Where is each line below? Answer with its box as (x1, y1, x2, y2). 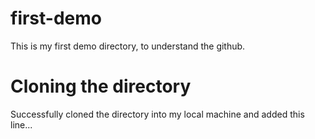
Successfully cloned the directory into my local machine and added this (10, 108, 305, 120)
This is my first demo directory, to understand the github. (10, 40, 246, 52)
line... (10, 118, 33, 131)
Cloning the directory (10, 75, 192, 98)
